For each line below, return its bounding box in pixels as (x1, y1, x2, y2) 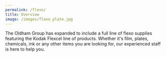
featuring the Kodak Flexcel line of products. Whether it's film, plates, (5, 35, 149, 41)
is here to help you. (5, 46, 45, 52)
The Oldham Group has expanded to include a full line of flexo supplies (5, 30, 152, 36)
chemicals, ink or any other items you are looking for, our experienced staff (5, 41, 161, 47)
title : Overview (5, 12, 39, 17)
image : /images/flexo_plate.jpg (5, 16, 73, 21)
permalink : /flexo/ (5, 7, 46, 12)
